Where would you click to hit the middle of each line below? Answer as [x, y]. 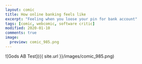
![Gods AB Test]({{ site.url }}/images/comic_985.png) [60, 56]
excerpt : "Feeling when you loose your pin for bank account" [71, 19]
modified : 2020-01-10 [28, 28]
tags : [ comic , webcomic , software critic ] [50, 24]
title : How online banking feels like [45, 14]
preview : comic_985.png [34, 42]
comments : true [21, 33]
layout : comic [20, 10]
